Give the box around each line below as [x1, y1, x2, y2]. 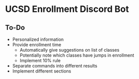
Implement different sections [12, 68, 71, 74]
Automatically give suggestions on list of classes [19, 47, 120, 53]
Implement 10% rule [19, 58, 61, 63]
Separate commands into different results [12, 63, 98, 69]
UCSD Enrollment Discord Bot [5, 3, 129, 15]
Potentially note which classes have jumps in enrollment [19, 52, 135, 58]
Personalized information [12, 36, 64, 42]
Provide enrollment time [12, 42, 62, 48]
